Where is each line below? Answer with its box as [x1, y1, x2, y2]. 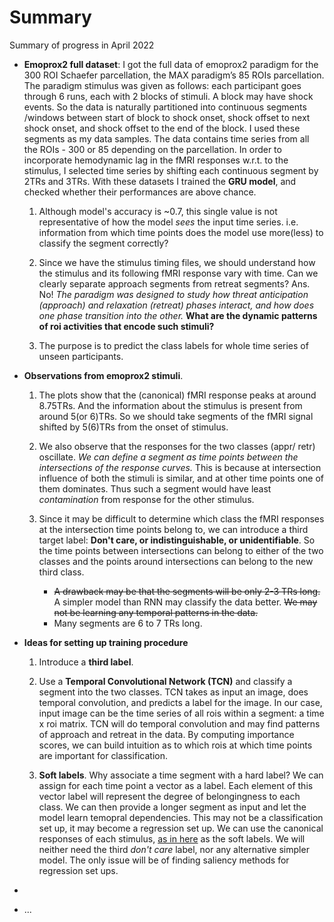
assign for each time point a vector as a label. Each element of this [38, 779, 314, 791]
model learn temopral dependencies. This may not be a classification [38, 811, 324, 823]
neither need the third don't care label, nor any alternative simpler [38, 843, 310, 855]
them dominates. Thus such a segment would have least [38, 482, 272, 495]
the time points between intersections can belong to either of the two [38, 544, 324, 556]
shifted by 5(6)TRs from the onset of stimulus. [38, 421, 229, 433]
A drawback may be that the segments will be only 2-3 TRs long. [53, 585, 321, 597]
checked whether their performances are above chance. [23, 186, 257, 198]
